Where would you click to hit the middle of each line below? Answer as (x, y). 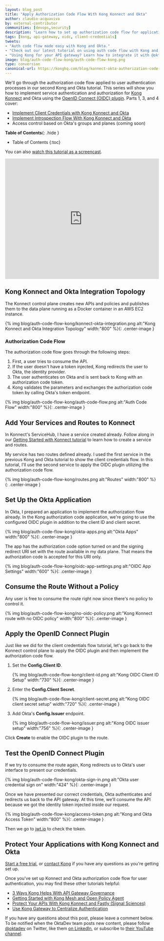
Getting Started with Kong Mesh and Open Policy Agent (68, 898)
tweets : (13, 42)
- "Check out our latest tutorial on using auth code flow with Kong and (82, 50)
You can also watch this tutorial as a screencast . (54, 152)
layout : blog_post (24, 10)
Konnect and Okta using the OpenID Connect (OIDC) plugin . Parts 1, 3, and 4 (82, 98)
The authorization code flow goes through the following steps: (68, 352)
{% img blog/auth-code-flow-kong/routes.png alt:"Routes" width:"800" (77, 479)
